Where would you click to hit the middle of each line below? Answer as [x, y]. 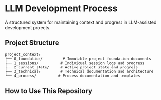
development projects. [28, 27]
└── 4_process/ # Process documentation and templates [73, 76]
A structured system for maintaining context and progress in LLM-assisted [81, 22]
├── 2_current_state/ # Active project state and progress [72, 67]
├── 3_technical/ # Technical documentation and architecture [79, 71]
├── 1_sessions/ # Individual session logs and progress [75, 63]
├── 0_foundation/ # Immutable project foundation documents [78, 59]
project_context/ [23, 54]
